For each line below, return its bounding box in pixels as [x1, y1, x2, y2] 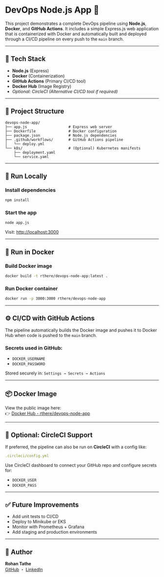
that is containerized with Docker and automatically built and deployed [5, 31, 147, 37]
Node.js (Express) [12, 68, 49, 74]
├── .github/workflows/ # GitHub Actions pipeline [5, 137, 123, 142]
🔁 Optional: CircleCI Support [5, 431, 93, 439]
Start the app [5, 209, 37, 216]
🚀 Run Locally [5, 172, 47, 180]
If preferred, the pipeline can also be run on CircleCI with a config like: [5, 444, 147, 450]
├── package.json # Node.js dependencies [5, 133, 117, 138]
